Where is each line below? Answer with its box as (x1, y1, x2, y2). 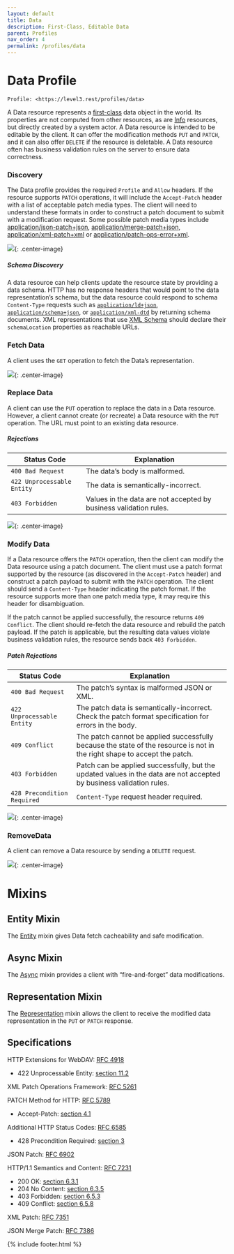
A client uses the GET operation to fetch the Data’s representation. (7, 356, 195, 364)
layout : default (7, 10, 54, 17)
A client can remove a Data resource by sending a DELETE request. (7, 846, 196, 855)
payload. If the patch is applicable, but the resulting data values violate (7, 628, 210, 636)
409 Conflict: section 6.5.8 (17, 1199, 94, 1208)
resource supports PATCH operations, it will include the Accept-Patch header (7, 193, 223, 202)
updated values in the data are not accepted (76, 769, 221, 779)
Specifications (7, 1037, 72, 1049)
